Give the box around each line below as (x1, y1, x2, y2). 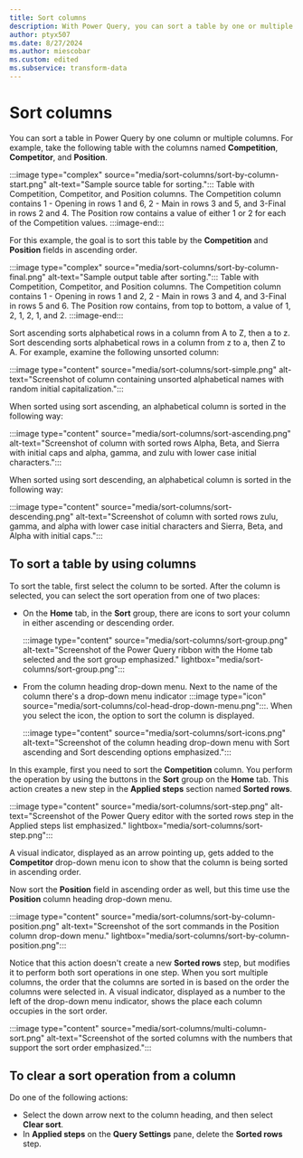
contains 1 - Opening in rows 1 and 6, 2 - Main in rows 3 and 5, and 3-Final (9, 198, 287, 209)
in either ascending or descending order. (22, 617, 175, 628)
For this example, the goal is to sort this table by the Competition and (9, 234, 269, 245)
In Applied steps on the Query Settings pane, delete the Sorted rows (22, 1129, 283, 1140)
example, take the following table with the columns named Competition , (9, 142, 279, 153)
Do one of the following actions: (9, 1092, 128, 1103)
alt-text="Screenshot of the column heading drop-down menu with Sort (22, 737, 290, 748)
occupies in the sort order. (9, 1005, 109, 1016)
